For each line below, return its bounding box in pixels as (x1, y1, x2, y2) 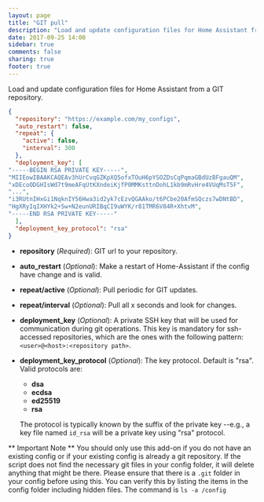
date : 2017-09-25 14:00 (8, 33, 86, 42)
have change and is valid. (19, 269, 102, 279)
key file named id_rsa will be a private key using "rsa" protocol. (19, 427, 225, 437)
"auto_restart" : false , (15, 123, 93, 130)
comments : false (8, 48, 61, 56)
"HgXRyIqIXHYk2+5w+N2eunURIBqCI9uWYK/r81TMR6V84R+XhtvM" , (8, 203, 202, 211)
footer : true (8, 63, 51, 71)
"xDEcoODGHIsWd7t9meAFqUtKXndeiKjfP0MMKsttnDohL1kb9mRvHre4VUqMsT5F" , (8, 181, 244, 189)
